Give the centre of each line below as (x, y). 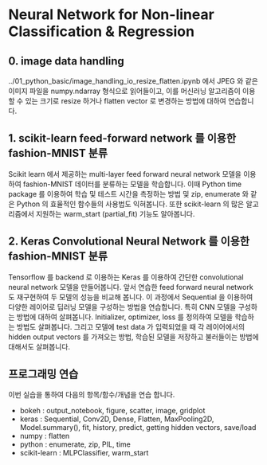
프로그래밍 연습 (43, 375)
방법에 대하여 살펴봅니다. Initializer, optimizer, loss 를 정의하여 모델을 (125, 317)
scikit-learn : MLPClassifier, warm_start (84, 453)
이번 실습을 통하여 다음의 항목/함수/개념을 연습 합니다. (92, 395)
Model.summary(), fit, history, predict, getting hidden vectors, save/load (138, 428)
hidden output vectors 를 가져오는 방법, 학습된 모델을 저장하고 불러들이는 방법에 (133, 337)
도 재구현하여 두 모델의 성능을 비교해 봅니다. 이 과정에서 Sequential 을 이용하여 (131, 297)
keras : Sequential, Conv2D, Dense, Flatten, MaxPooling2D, (117, 419)
